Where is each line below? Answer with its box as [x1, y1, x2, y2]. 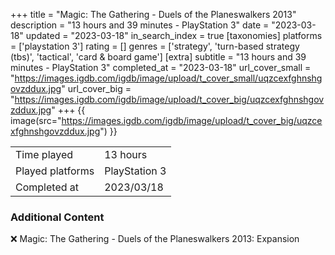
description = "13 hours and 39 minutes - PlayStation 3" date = [10, 19, 270, 31]
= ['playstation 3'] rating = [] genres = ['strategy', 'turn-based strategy [10, 40, 300, 52]
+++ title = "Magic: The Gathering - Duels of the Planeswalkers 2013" [10, 9, 297, 20]
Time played [15, 148, 74, 161]
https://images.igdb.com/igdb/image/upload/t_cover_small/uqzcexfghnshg [14, 72, 323, 84]
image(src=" [10, 115, 62, 126]
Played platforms [15, 164, 95, 178]
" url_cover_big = [61, 83, 132, 94]
